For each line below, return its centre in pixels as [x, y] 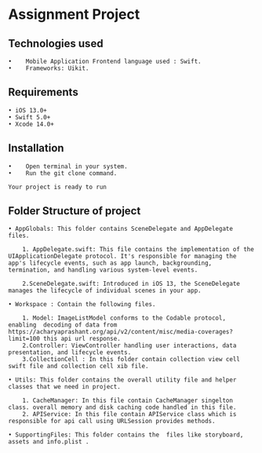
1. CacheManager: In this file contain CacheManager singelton [128, 401]
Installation [36, 148]
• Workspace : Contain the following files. [82, 305]
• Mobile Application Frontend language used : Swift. [105, 61]
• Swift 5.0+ [29, 117]
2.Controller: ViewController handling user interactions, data [129, 346]
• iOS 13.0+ [27, 110]
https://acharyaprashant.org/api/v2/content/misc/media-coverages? [121, 332]
